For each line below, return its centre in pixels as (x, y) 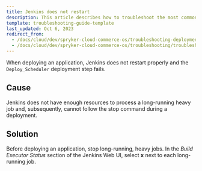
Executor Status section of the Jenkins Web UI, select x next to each (91, 155)
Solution (22, 134)
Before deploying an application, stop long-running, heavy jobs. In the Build (100, 149)
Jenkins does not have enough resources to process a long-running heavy (99, 102)
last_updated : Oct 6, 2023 (40, 29)
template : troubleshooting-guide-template (60, 23)
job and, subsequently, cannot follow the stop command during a (87, 108)
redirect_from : (25, 34)
